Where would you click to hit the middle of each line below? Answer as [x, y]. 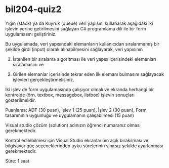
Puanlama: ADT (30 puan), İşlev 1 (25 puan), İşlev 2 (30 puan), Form [76, 110]
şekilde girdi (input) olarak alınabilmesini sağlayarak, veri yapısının [74, 49]
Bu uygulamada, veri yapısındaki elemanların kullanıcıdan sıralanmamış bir [82, 44]
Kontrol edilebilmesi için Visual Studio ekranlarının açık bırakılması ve [77, 140]
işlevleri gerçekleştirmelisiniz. [43, 79]
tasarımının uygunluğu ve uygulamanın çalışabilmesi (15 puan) [70, 115]
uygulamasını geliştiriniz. [31, 34]
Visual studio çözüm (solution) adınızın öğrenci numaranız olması [73, 125]
